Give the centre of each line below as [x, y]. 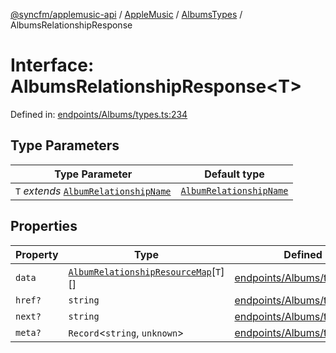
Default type [234, 174]
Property [37, 254]
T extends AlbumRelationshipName [93, 191]
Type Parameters [65, 145]
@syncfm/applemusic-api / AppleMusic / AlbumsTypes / [126, 14]
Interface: [52, 65]
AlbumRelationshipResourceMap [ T [145, 271]
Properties [44, 226]
